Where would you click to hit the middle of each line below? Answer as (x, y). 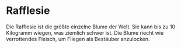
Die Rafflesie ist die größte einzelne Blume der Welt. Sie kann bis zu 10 (91, 27)
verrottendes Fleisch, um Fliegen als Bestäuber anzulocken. (78, 39)
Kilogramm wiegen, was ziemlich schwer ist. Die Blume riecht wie (85, 32)
